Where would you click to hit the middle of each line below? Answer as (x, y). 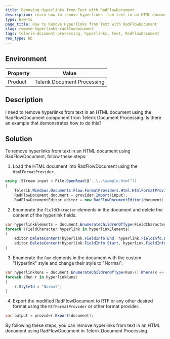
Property (19, 73)
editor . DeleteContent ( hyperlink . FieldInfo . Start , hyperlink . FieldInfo (90, 243)
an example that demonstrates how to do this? (53, 123)
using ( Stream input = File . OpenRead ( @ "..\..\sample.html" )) (71, 181)
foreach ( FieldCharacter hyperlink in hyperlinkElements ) (68, 229)
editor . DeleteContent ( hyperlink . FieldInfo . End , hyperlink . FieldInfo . (89, 239)
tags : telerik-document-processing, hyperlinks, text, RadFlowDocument (82, 34)
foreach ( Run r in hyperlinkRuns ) (42, 277)
